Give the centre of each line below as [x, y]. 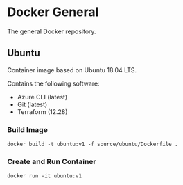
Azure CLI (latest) [42, 97]
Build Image [28, 129]
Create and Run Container [52, 161]
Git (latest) [32, 104]
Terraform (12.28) [42, 111]
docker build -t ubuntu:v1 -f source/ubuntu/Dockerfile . [93, 144]
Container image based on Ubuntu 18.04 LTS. [72, 70]
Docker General [53, 12]
